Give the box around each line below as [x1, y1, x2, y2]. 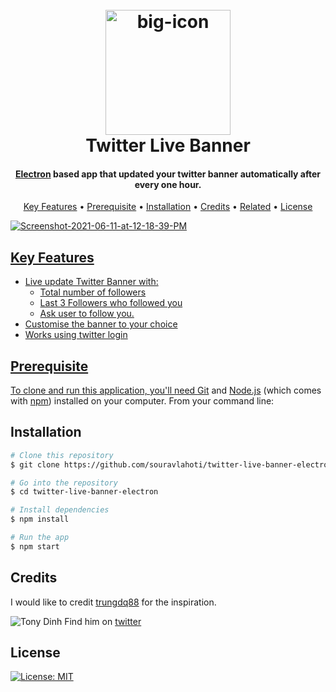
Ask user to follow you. [39, 308, 135, 320]
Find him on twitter [64, 615, 142, 627]
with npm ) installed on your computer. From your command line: [10, 395, 275, 407]
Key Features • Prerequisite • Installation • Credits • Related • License [23, 201, 313, 213]
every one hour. [134, 178, 202, 190]
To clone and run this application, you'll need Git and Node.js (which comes [10, 384, 322, 397]
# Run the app [10, 533, 70, 543]
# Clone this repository [10, 450, 114, 460]
